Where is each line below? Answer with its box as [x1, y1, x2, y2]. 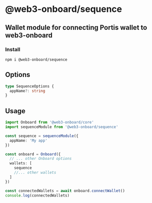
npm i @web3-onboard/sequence [5, 57, 68, 62]
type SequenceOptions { [5, 83, 54, 89]
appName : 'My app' [9, 138, 48, 143]
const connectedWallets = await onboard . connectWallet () [5, 188, 125, 193]
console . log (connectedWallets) [5, 193, 70, 198]
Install [5, 46, 21, 53]
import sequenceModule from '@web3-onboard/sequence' [5, 125, 119, 130]
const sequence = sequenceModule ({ [5, 133, 79, 138]
